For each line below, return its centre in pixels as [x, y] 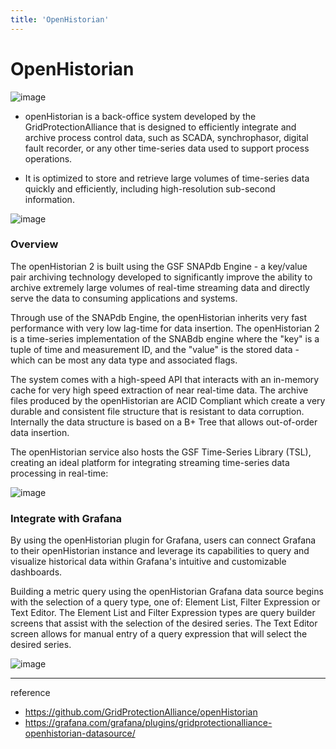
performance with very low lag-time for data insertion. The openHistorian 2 [165, 328]
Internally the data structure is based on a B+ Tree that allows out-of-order [164, 422]
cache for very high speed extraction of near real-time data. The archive [159, 390]
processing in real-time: [59, 473]
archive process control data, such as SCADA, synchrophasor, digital [166, 137]
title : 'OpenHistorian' [60, 19]
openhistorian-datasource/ [80, 733]
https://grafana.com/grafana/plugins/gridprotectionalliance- [148, 723]
